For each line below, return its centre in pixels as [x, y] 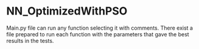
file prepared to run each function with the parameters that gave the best [98, 34]
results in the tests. [30, 41]
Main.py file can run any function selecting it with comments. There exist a [100, 28]
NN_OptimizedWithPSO [67, 11]
